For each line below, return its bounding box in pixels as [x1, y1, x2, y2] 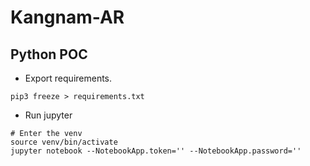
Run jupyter [24, 109, 73, 121]
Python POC [10, 46, 88, 63]
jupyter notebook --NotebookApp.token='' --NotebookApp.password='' [10, 146, 302, 156]
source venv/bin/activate [10, 137, 118, 147]
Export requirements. [24, 72, 113, 84]
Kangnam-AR [10, 6, 125, 29]
